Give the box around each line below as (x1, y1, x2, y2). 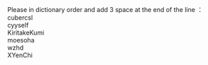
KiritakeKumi (7, 28, 45, 37)
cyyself (7, 21, 29, 29)
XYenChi (7, 51, 33, 59)
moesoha (7, 36, 35, 44)
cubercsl (7, 13, 33, 22)
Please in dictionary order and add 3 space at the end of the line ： (7, 6, 204, 13)
